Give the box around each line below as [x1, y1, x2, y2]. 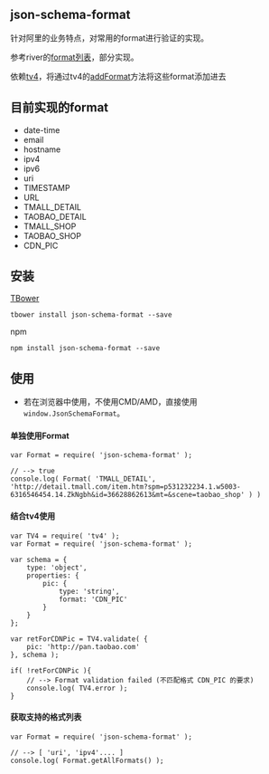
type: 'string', [58, 587, 120, 596]
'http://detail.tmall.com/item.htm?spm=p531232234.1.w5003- [10, 483, 242, 492]
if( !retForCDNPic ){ [10, 665, 92, 675]
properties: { [26, 570, 79, 580]
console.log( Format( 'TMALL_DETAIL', [10, 474, 156, 483]
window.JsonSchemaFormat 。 [23, 407, 125, 419]
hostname [23, 144, 61, 155]
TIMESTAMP [23, 182, 70, 193]
